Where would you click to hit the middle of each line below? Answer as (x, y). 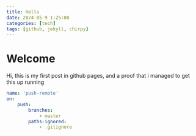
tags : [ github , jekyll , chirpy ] (47, 29)
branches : (41, 110)
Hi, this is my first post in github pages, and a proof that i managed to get (98, 76)
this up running (25, 82)
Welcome (31, 59)
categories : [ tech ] (31, 23)
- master (50, 116)
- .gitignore (55, 127)
